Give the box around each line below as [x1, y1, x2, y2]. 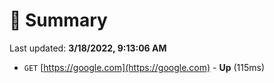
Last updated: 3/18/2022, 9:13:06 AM [9, 42, 167, 54]
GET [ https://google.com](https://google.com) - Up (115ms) [23, 61, 266, 73]
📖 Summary [9, 9, 108, 32]
